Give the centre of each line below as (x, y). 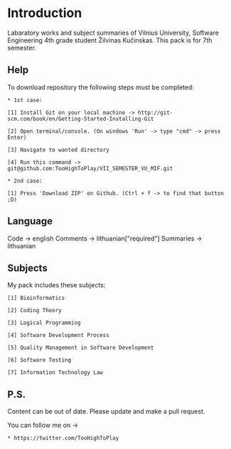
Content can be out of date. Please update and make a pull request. (106, 411)
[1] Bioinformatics (36, 298)
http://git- (155, 112)
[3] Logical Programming (44, 323)
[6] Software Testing (39, 360)
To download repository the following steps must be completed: (101, 87)
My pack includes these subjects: (57, 285)
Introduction (45, 13)
